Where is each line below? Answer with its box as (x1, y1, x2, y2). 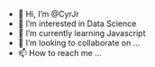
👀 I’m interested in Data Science (17, 18, 137, 29)
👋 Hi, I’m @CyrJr (17, 9, 79, 19)
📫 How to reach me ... (17, 48, 102, 58)
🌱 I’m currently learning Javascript (17, 28, 146, 38)
